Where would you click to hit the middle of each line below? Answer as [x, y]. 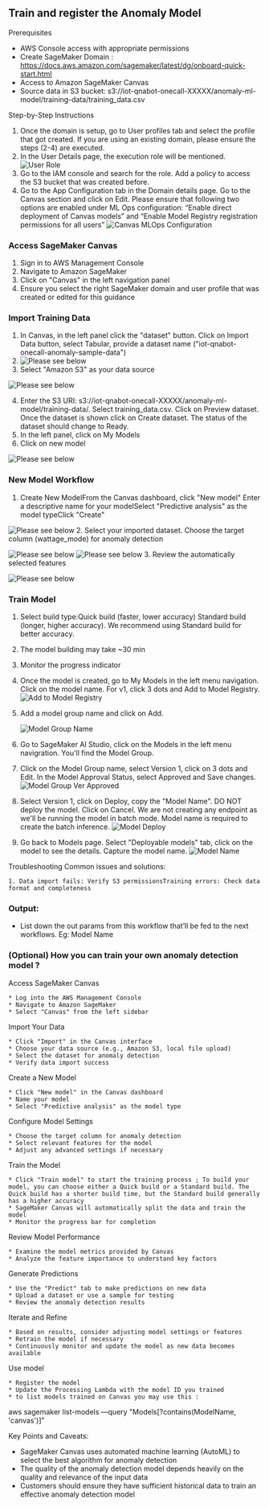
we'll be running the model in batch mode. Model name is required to [134, 818]
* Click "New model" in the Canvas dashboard [86, 1092]
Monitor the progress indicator [70, 665]
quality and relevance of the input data [84, 1477]
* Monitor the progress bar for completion [82, 1222]
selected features [37, 563]
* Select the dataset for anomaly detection [84, 1055]
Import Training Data [49, 318]
